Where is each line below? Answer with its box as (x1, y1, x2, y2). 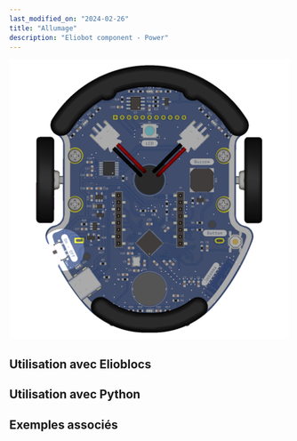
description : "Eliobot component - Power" (9, 33, 169, 42)
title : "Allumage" (9, 23, 77, 33)
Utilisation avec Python (9, 387, 140, 402)
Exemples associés (9, 417, 118, 432)
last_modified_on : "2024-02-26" (9, 14, 129, 23)
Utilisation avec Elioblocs (9, 357, 152, 372)
